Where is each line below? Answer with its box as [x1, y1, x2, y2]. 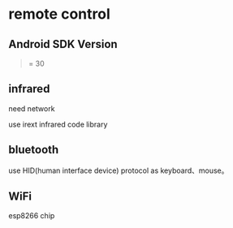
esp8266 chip [8, 211, 55, 221]
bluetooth [8, 143, 59, 157]
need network [8, 103, 55, 114]
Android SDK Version [8, 37, 118, 51]
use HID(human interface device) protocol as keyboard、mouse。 [8, 166, 229, 175]
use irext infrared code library [8, 119, 108, 129]
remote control [8, 5, 111, 24]
